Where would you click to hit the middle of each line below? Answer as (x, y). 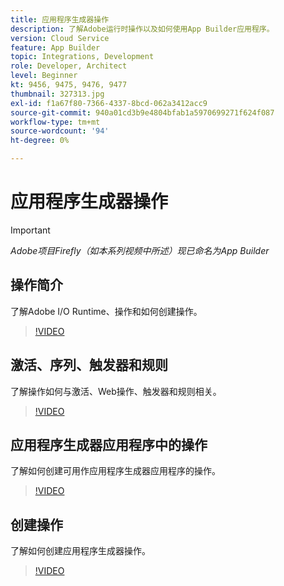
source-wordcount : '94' (60, 131)
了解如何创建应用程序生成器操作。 (80, 551)
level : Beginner (44, 76)
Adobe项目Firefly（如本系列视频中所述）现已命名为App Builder (140, 250)
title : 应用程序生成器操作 (60, 19)
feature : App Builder (55, 47)
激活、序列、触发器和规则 (89, 365)
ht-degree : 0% (40, 141)
